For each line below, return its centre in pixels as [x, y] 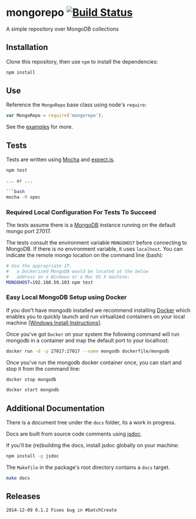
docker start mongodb [33, 390]
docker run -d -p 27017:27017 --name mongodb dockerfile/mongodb [88, 351]
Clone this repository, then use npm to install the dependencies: [82, 61]
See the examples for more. [40, 127]
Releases [23, 496]
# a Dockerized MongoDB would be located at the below [77, 271]
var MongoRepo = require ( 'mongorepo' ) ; [55, 116]
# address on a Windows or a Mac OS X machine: [68, 277]
